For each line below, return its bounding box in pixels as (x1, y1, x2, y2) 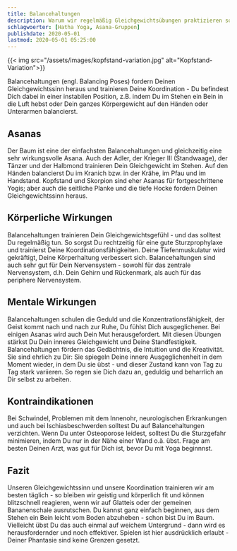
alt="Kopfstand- (165, 56, 213, 64)
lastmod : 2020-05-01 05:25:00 (7, 37, 97, 44)
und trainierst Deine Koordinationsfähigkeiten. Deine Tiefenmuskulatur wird (7, 245, 226, 254)
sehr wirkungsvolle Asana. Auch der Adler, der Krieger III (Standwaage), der (7, 153, 228, 162)
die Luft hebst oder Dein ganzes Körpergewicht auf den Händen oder (7, 100, 209, 108)
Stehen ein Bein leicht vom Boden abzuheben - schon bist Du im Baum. (7, 514, 214, 522)
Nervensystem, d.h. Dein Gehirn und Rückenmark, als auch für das (7, 268, 202, 276)
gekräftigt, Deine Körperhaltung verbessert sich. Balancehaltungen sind (7, 253, 216, 261)
